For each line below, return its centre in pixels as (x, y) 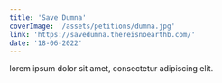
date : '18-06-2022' (46, 43)
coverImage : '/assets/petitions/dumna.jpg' (92, 26)
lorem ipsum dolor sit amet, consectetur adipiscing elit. (111, 69)
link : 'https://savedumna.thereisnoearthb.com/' (102, 34)
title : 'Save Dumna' (48, 18)
